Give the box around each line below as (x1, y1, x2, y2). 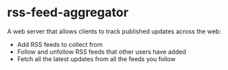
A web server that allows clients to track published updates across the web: (7, 27, 222, 35)
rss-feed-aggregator (7, 5, 129, 20)
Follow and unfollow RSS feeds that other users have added (16, 48, 187, 56)
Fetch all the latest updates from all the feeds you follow (16, 54, 176, 63)
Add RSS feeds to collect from (16, 40, 103, 48)
